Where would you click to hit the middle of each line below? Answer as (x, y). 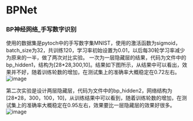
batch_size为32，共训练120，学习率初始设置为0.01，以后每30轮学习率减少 (96, 51)
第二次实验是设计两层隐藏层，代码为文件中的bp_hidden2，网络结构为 (89, 91)
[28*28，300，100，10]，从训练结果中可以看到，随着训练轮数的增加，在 (94, 98)
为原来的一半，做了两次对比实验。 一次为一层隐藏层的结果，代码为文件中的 (96, 58)
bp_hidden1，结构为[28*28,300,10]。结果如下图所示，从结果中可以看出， (94, 65)
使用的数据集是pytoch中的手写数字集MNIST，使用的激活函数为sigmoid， (93, 43)
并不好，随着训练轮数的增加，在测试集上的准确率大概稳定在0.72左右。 (95, 72)
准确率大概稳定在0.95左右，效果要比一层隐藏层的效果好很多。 (101, 105)
